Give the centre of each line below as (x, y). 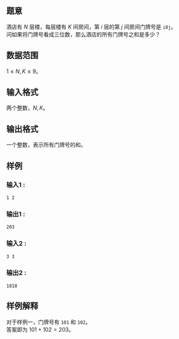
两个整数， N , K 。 (27, 108)
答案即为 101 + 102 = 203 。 (40, 329)
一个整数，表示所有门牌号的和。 (46, 145)
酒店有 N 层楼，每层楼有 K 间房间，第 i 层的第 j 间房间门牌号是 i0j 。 (91, 27)
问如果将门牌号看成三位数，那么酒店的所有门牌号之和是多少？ (83, 34)
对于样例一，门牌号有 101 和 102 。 (49, 322)
